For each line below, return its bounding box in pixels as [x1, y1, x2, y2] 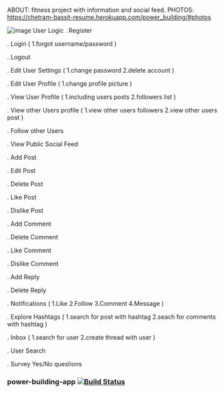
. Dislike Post [7, 206, 44, 215]
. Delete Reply [7, 286, 47, 294]
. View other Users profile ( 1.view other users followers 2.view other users [7, 106, 218, 114]
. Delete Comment [7, 233, 58, 241]
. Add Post [7, 154, 36, 161]
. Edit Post [7, 167, 36, 174]
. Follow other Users [7, 127, 64, 134]
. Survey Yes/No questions [7, 360, 82, 368]
